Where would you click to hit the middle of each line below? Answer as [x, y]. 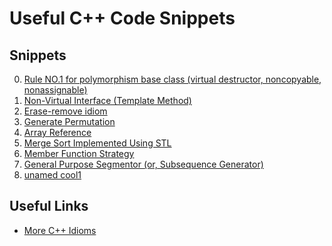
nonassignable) [55, 90]
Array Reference [57, 132]
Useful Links [49, 206]
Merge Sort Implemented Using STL [97, 143]
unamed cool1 [52, 175]
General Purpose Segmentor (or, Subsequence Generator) [143, 164]
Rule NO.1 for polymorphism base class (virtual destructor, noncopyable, [172, 79]
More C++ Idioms [60, 230]
